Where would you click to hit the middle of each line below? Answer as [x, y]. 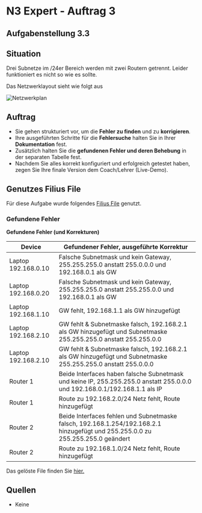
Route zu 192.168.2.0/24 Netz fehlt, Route [119, 399]
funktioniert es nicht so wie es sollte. [52, 75]
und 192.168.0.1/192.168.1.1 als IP [110, 389]
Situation [23, 53]
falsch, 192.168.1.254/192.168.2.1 [110, 424]
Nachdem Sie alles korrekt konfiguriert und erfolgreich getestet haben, [103, 163]
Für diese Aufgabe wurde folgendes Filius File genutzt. [74, 204]
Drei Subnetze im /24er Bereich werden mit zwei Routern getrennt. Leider [97, 68]
